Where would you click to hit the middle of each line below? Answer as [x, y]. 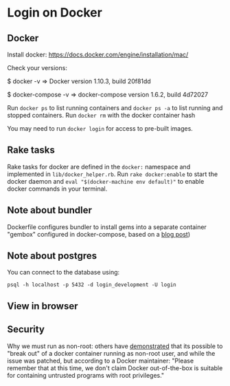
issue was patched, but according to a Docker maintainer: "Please [101, 361]
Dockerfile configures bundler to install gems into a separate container [107, 227]
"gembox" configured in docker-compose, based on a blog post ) [99, 234]
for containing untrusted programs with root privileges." [86, 375]
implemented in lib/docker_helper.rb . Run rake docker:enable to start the [113, 174]
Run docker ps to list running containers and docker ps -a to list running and [115, 108]
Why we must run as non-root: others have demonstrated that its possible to [115, 346]
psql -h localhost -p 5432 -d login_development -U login [92, 285]
